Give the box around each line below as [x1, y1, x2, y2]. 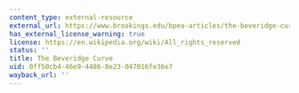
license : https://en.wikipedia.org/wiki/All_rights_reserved [9, 37, 241, 47]
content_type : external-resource [9, 12, 133, 22]
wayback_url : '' [9, 71, 69, 80]
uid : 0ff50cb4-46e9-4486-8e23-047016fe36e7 [9, 63, 174, 72]
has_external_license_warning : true [9, 29, 145, 38]
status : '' [9, 46, 50, 55]
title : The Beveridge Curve [9, 54, 114, 63]
